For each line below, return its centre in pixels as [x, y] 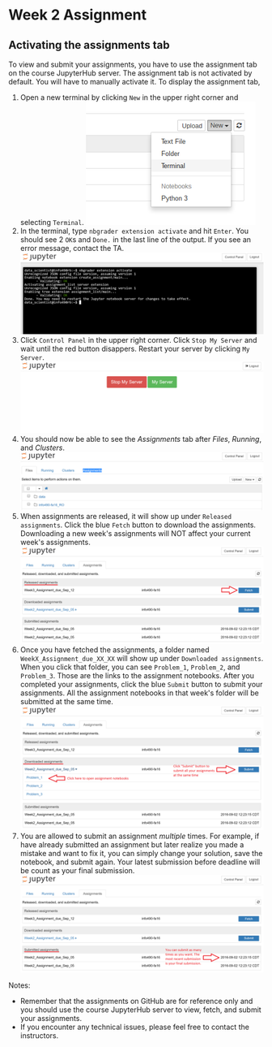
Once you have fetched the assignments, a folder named [115, 650]
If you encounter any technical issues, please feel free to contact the [134, 1027]
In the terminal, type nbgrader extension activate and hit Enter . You [134, 231]
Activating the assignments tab [89, 45]
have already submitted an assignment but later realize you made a [132, 844]
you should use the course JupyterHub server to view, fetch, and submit [140, 1010]
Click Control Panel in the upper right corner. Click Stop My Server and [138, 340]
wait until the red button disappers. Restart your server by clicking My [135, 349]
